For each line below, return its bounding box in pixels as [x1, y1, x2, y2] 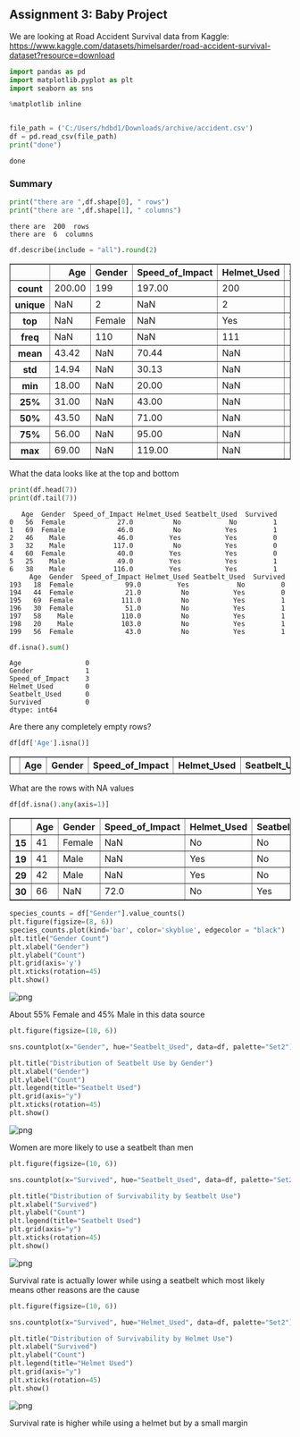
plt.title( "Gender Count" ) [9, 934, 110, 943]
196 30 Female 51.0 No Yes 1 [9, 604, 286, 613]
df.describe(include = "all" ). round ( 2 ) [9, 245, 158, 254]
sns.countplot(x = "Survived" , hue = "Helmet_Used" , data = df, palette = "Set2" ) [9, 1318, 294, 1327]
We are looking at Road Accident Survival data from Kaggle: [9, 30, 229, 41]
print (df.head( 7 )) [9, 485, 78, 494]
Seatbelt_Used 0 [9, 690, 90, 699]
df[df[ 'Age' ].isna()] [9, 739, 90, 748]
